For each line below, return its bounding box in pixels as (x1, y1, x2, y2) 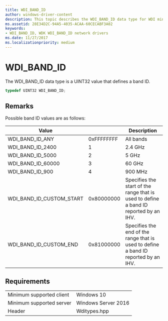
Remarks (5, 101, 34, 111)
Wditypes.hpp (76, 307, 109, 314)
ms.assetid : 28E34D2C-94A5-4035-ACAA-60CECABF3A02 (5, 21, 113, 27)
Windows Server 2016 (76, 299, 130, 306)
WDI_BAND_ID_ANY (7, 136, 54, 143)
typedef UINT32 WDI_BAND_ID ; (5, 88, 66, 93)
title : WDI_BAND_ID (5, 7, 46, 13)
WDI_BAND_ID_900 (7, 168, 53, 175)
